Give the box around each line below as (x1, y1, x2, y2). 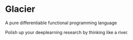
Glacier (5, 3, 36, 15)
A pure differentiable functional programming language (5, 20, 117, 26)
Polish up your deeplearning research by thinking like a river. (5, 29, 129, 35)
